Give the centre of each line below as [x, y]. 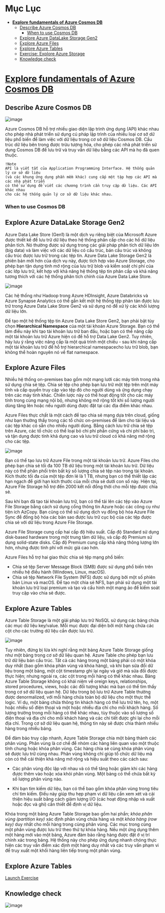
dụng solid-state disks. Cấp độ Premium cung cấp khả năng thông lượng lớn [82, 542]
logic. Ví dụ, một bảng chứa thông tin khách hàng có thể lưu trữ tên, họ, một [82, 702]
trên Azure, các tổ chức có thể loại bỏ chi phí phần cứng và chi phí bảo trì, [80, 431]
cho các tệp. [18, 441]
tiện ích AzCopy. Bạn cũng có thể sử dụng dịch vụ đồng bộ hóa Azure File [80, 512]
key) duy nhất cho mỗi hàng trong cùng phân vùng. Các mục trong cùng [78, 824]
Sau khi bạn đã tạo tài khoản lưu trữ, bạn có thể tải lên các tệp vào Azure [79, 501]
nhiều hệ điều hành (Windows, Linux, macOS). [59, 572]
